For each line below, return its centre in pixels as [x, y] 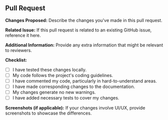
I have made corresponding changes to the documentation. [74, 86]
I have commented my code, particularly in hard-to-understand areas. [85, 81]
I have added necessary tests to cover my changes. [66, 98]
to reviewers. [19, 50]
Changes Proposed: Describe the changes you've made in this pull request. [84, 20]
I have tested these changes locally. [49, 69]
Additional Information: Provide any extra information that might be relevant [84, 45]
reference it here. [23, 35]
